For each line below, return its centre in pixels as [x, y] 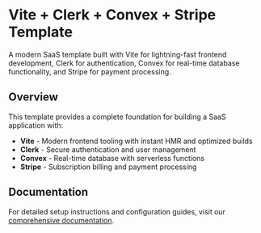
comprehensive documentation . [61, 220]
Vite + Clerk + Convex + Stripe [112, 15]
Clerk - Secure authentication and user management [108, 149]
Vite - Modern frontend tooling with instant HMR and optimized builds [136, 141]
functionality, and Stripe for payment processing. [90, 71]
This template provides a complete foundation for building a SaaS [117, 116]
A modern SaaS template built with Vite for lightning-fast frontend [118, 54]
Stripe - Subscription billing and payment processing [108, 167]
